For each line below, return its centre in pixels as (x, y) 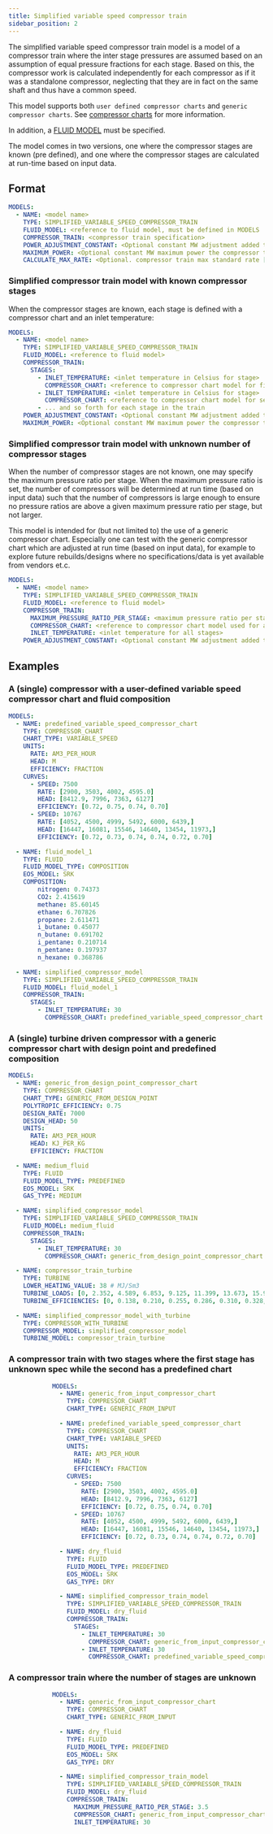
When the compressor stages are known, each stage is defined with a (126, 309)
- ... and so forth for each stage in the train (121, 408)
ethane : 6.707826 (67, 912)
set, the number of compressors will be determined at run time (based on (131, 489)
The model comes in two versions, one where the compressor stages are (131, 146)
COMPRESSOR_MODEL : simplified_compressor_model (105, 1331)
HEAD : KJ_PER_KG (57, 1144)
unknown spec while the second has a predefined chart (120, 1369)
